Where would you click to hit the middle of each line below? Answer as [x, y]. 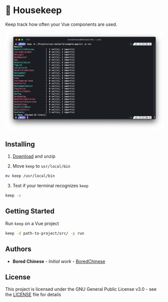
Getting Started [30, 211]
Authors [18, 249]
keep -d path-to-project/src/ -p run [45, 233]
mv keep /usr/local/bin [30, 176]
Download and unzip [34, 157]
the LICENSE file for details [33, 294]
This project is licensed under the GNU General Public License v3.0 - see [81, 289]
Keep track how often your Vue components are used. [61, 24]
